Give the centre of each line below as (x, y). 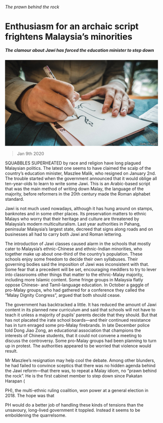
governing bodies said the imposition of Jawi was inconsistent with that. (77, 264)
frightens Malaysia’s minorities (69, 37)
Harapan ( (15, 381)
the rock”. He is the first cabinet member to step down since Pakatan (74, 376)
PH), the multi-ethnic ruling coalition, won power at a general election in (77, 390)
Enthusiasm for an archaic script (72, 26)
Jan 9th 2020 (31, 154)
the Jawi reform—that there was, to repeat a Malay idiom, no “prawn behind (81, 371)
